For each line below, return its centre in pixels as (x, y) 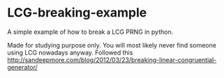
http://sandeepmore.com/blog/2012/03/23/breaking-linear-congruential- (112, 59)
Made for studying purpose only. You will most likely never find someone (112, 45)
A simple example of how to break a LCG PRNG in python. (90, 32)
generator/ (22, 67)
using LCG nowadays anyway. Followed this (70, 52)
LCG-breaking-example (77, 13)
